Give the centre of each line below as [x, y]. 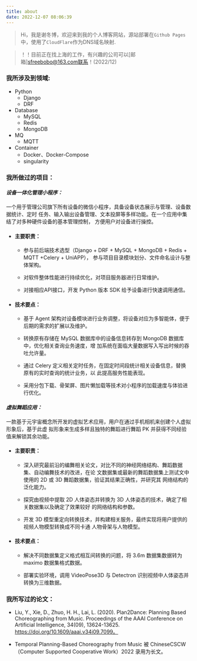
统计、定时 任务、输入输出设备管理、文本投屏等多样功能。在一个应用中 [96, 214]
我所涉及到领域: [28, 78]
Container [27, 147]
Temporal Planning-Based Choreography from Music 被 [82, 645]
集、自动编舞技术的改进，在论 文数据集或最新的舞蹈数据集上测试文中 [106, 472]
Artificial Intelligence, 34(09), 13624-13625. [67, 625]
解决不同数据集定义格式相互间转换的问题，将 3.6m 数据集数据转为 [103, 555]
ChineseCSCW [168, 645]
